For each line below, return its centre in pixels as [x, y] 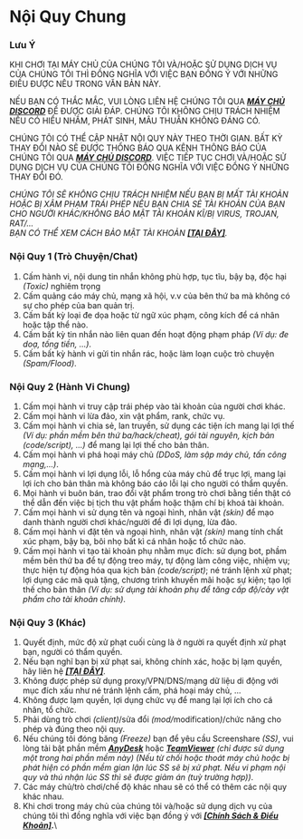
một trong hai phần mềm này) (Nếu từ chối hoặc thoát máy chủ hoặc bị [156, 758]
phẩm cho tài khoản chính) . [74, 600]
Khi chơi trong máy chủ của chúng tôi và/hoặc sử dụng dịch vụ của [147, 806]
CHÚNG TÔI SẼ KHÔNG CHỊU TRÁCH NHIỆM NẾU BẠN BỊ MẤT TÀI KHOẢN [149, 195]
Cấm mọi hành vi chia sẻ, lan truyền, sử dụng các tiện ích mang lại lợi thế [158, 426]
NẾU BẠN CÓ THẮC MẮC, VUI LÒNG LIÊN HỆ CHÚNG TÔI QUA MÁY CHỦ [147, 102]
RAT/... [22, 223]
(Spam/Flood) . [49, 363]
